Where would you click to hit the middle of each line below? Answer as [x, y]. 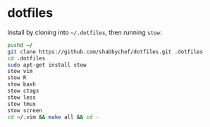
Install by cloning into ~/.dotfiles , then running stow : [85, 32]
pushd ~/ [20, 45]
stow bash [22, 85]
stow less [22, 97]
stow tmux [22, 104]
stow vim [20, 72]
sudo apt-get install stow [47, 65]
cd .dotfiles [26, 58]
